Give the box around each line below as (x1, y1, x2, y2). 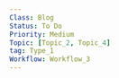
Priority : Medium (9, 30, 75, 39)
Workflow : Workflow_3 (9, 55, 91, 64)
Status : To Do (9, 22, 63, 30)
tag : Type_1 (9, 47, 54, 56)
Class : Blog (9, 13, 54, 22)
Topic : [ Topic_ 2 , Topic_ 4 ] (9, 38, 111, 48)
